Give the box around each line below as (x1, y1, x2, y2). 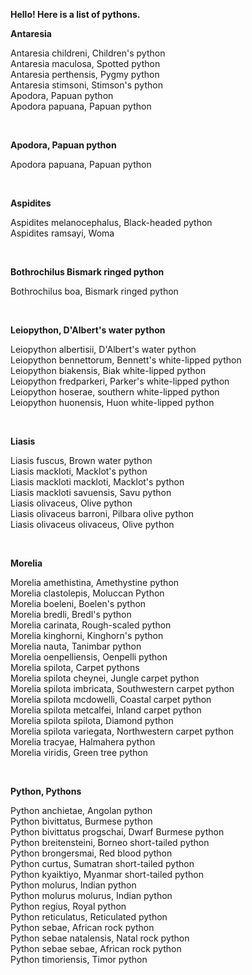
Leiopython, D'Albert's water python (10, 324, 166, 336)
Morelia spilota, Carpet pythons (10, 662, 140, 673)
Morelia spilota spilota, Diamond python (10, 715, 174, 726)
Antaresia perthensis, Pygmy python (10, 69, 160, 80)
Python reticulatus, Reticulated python (10, 911, 168, 923)
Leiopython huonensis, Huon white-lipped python (10, 397, 215, 408)
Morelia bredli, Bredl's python (10, 609, 132, 620)
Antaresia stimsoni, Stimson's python (10, 79, 163, 91)
